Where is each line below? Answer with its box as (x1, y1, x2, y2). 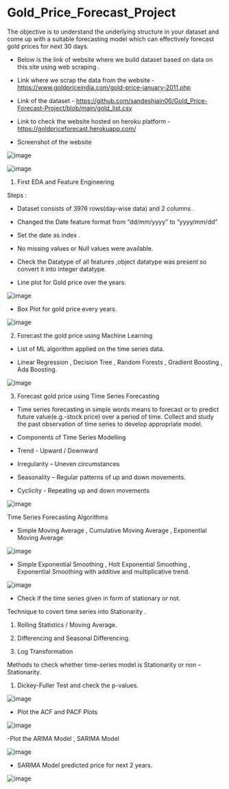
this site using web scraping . (16, 62, 100, 71)
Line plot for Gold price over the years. (16, 278, 127, 286)
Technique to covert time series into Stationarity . (7, 607, 146, 615)
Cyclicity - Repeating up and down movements (16, 486, 149, 494)
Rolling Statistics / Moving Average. (16, 620, 118, 629)
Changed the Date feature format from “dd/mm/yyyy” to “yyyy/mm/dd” (16, 218, 218, 226)
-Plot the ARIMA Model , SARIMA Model (7, 734, 120, 742)
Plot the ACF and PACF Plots (16, 707, 98, 716)
